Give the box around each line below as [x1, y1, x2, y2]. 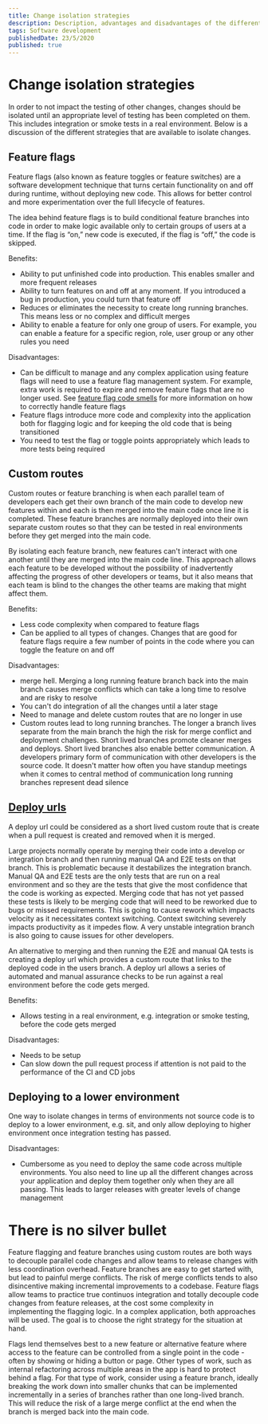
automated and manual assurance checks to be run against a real [8, 971, 223, 981]
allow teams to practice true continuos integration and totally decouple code [8, 1290, 259, 1300]
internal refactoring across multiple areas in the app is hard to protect [8, 1365, 237, 1375]
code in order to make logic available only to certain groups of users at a [8, 221, 246, 231]
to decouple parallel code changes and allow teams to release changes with [8, 1256, 258, 1265]
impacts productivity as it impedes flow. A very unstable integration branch [8, 922, 255, 932]
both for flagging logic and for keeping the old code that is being [19, 418, 233, 428]
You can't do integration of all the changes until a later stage [19, 701, 219, 711]
